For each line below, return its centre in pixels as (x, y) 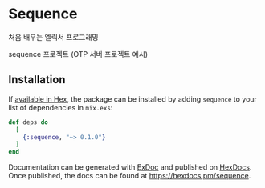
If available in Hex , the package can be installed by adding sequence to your (132, 99)
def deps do (28, 122)
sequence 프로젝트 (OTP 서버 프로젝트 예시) (78, 54)
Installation (37, 80)
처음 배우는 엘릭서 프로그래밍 (53, 37)
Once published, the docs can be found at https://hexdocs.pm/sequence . (130, 176)
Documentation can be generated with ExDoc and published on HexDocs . (130, 167)
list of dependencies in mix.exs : (61, 107)
